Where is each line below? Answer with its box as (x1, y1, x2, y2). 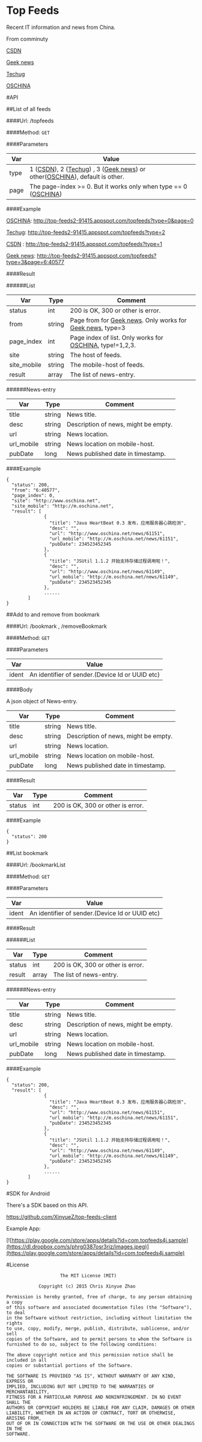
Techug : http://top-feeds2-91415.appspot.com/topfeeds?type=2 (6, 229, 165, 236)
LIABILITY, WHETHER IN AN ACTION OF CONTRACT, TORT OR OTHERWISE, (6, 1409, 176, 1416)
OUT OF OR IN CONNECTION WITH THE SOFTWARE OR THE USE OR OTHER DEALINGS (6, 1420, 195, 1426)
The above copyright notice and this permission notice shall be (6, 1352, 173, 1358)
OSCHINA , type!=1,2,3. (70, 341, 136, 349)
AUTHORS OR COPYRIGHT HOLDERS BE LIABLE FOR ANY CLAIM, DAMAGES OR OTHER (6, 1405, 195, 1411)
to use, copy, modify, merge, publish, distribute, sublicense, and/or (6, 1325, 189, 1332)
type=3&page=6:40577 (6, 258, 64, 265)
